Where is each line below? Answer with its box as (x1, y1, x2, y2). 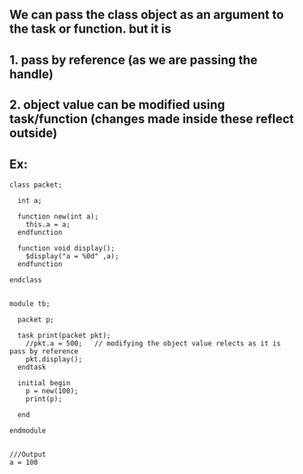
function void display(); (17, 244, 116, 253)
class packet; (9, 180, 63, 189)
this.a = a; (25, 219, 71, 229)
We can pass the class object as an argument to (9, 7, 285, 23)
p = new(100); (25, 386, 79, 395)
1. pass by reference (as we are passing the (9, 52, 258, 67)
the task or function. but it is (9, 22, 172, 37)
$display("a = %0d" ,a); (25, 251, 119, 261)
